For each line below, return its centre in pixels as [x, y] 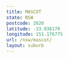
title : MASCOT [24, 12]
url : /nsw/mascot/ [29, 40]
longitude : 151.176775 [34, 34]
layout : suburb [25, 46]
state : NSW [20, 18]
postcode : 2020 [25, 23]
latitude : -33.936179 [33, 29]
